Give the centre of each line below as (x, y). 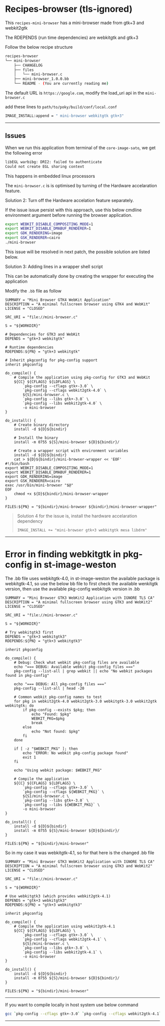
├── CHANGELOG (28, 65)
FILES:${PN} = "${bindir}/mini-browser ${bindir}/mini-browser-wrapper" (81, 507)
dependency (30, 521)
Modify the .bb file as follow (33, 291)
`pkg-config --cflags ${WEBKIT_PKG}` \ (64, 792)
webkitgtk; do (20, 705)
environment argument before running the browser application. (69, 215)
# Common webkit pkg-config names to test (58, 697)
